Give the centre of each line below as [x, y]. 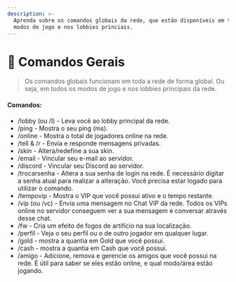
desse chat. [34, 218]
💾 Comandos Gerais [66, 62]
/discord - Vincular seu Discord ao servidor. [81, 166]
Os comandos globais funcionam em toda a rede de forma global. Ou [124, 81]
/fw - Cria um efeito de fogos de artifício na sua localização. [104, 226]
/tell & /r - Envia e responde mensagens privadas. [89, 143]
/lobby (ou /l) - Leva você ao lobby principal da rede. [94, 121]
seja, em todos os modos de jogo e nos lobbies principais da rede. [120, 89]
